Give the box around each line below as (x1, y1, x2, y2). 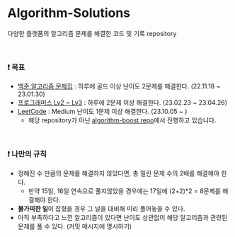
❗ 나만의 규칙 (7, 149, 47, 159)
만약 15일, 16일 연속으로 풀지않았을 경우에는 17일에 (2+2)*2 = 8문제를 (28, 186, 221, 195)
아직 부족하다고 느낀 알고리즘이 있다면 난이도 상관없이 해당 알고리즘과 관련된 (17, 213, 228, 221)
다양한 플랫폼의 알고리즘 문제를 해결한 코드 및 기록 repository (7, 29, 177, 37)
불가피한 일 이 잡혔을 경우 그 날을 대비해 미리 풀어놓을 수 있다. (17, 204, 185, 213)
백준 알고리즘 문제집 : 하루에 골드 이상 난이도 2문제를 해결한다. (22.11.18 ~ (17, 82, 221, 91)
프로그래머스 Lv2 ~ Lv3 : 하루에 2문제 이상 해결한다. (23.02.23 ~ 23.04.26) (17, 98, 228, 107)
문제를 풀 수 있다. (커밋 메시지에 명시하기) (17, 221, 132, 231)
